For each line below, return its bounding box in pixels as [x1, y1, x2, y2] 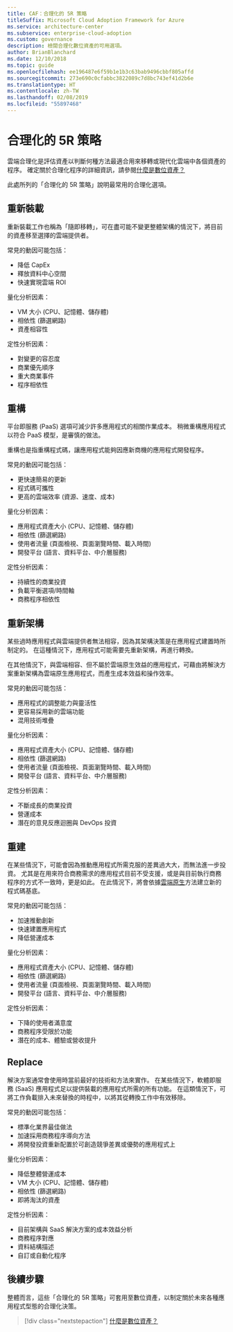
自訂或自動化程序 [17, 1251, 67, 1259]
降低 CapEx [17, 260, 51, 269]
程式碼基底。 [7, 887, 44, 895]
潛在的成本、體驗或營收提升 [17, 1036, 97, 1044]
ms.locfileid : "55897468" [7, 101, 82, 108]
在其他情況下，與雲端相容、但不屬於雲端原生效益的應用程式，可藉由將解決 [7, 660, 220, 669]
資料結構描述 [17, 1242, 54, 1251]
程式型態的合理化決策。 [12, 1301, 80, 1310]
